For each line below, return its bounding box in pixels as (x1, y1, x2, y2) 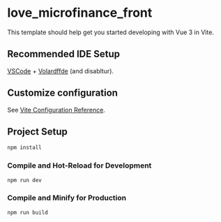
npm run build (7, 209, 49, 216)
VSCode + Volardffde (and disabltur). (7, 66, 114, 75)
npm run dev (7, 177, 42, 184)
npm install (7, 145, 42, 151)
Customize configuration (7, 87, 119, 99)
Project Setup (7, 126, 68, 138)
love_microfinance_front (7, 5, 153, 21)
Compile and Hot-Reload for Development (7, 161, 152, 170)
